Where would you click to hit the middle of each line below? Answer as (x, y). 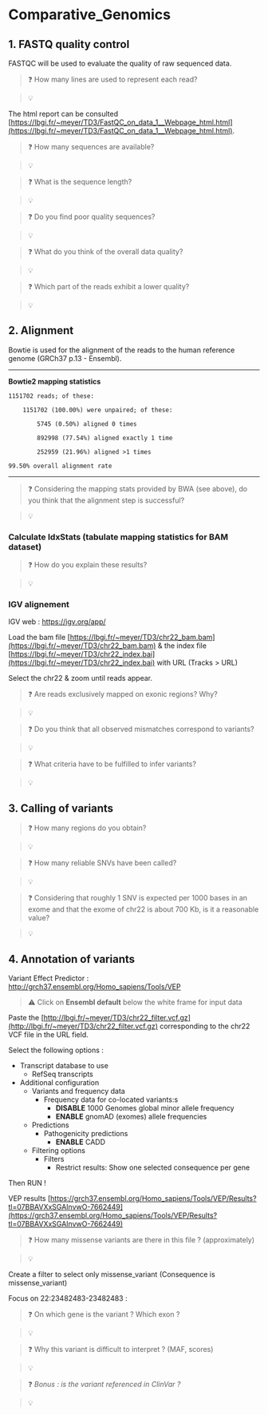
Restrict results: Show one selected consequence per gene (153, 1167)
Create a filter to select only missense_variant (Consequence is (112, 1274)
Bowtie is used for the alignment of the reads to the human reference (122, 350)
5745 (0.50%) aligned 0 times (87, 424)
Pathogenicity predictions (86, 1134)
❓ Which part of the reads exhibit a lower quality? (108, 286)
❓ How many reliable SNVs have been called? (102, 863)
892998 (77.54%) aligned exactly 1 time (105, 438)
